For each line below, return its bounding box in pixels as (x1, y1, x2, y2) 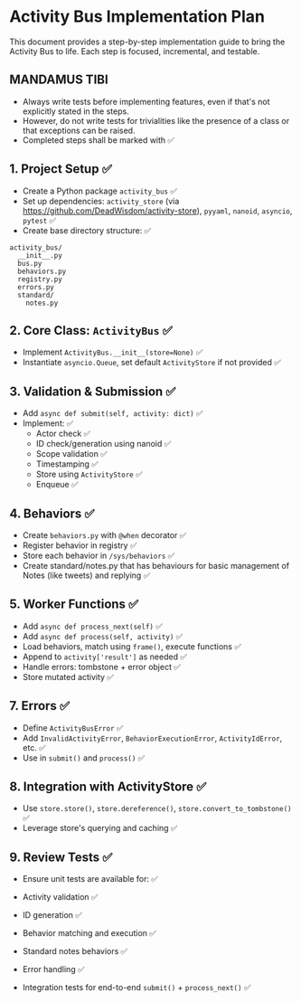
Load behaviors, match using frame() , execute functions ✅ (22, 640, 242, 652)
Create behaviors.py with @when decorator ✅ (22, 530, 187, 540)
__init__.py (17, 250, 63, 260)
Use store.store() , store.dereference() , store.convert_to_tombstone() (22, 803, 292, 814)
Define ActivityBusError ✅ (22, 722, 124, 733)
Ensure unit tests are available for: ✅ (22, 874, 158, 884)
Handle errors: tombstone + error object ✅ (22, 661, 181, 672)
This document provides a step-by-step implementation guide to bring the (9, 36, 286, 47)
